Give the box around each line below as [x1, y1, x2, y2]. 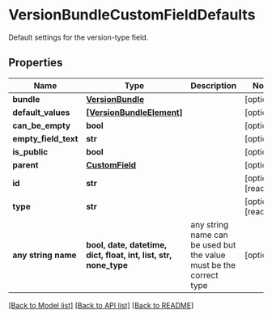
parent [12, 159, 39, 171]
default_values [12, 107, 70, 118]
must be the [189, 259, 236, 270]
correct [189, 269, 219, 281]
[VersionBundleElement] [86, 107, 183, 118]
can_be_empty [12, 120, 71, 131]
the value [189, 249, 226, 261]
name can [189, 229, 228, 240]
